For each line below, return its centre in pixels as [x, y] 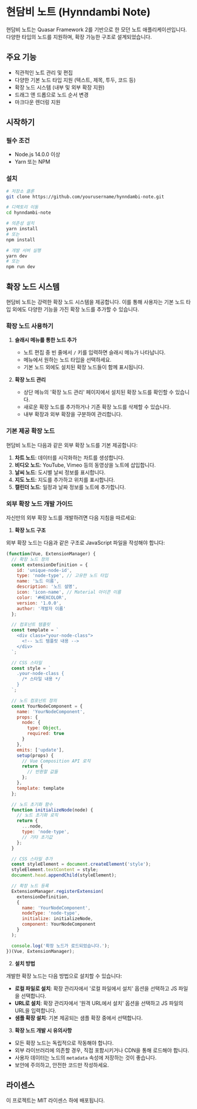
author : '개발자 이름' [41, 608]
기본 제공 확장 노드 [31, 431]
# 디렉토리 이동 [22, 207]
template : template [41, 788]
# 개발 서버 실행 [24, 250]
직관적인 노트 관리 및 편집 [44, 72]
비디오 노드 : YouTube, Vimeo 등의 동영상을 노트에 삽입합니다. [85, 465]
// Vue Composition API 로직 [56, 761]
